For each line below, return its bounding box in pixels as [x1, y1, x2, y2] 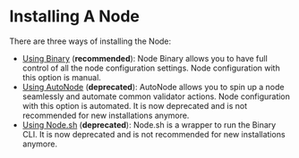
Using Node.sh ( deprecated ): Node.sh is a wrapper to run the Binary [21, 119, 277, 130]
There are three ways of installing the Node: [9, 36, 172, 46]
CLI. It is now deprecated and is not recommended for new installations [21, 129, 286, 139]
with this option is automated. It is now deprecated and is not [21, 100, 248, 111]
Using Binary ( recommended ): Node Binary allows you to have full [21, 53, 269, 63]
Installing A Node [9, 6, 141, 27]
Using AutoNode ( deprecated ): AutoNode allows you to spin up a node [21, 81, 285, 92]
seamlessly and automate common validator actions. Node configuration [21, 91, 291, 102]
